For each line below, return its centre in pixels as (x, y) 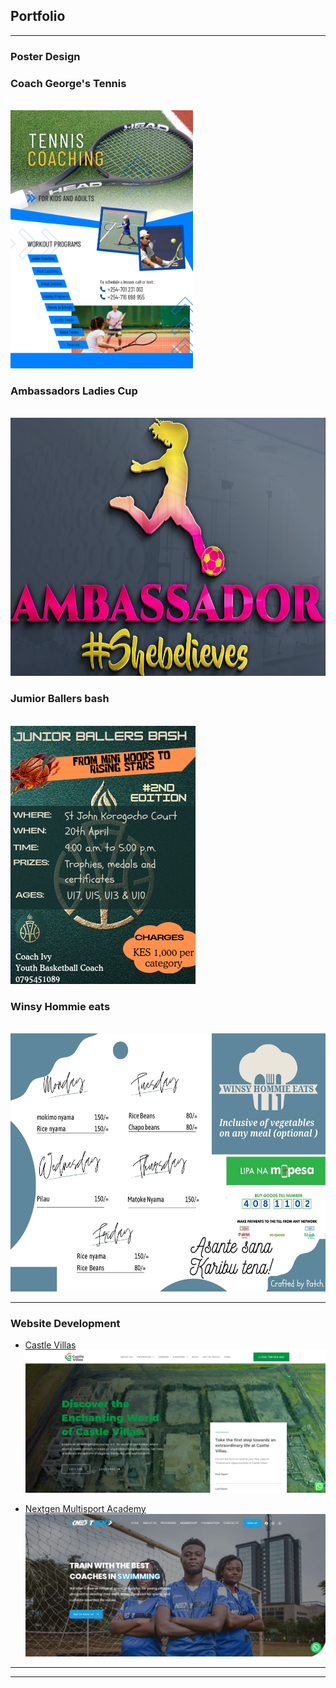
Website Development (65, 1323)
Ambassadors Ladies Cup (74, 391)
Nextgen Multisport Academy (85, 1509)
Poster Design (45, 56)
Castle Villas (50, 1345)
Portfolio (38, 16)
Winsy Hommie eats (60, 1006)
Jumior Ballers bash (60, 699)
